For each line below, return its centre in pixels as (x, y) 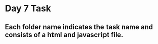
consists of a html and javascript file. (64, 35)
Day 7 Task (28, 9)
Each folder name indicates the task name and (79, 27)
